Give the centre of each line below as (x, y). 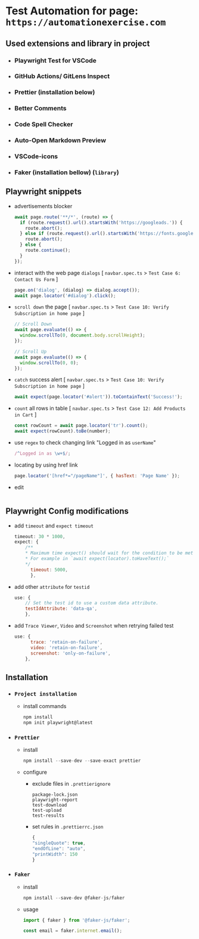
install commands (45, 706)
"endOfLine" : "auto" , (59, 848)
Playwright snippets (43, 192)
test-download (49, 805)
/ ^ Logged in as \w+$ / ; (42, 454)
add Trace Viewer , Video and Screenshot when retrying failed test (94, 626)
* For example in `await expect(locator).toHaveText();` (97, 559)
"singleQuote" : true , (59, 843)
